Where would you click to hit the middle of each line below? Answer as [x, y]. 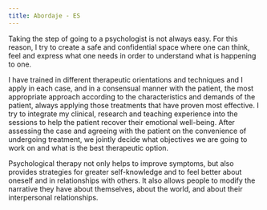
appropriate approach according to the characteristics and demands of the [132, 96]
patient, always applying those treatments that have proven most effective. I [133, 105]
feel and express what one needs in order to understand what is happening [132, 55]
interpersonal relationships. [53, 197]
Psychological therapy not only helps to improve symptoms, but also [121, 163]
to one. [20, 64]
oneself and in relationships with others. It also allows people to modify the [132, 180]
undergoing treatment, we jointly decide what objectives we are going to [128, 139]
